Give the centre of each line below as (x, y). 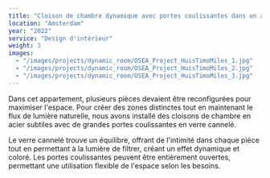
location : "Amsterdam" (46, 23)
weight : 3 (25, 46)
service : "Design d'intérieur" (61, 38)
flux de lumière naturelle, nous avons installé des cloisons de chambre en (130, 116)
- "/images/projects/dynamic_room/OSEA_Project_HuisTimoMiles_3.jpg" (134, 76)
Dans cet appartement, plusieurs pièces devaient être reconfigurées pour (130, 98)
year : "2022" (30, 31)
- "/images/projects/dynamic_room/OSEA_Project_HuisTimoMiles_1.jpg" (134, 61)
